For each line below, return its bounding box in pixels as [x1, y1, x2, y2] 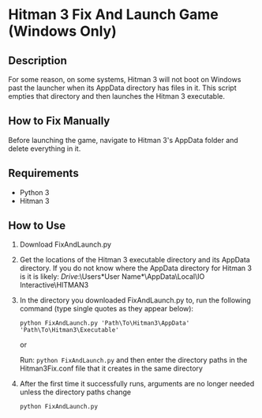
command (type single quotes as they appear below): [19, 304, 194, 314]
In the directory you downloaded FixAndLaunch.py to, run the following [19, 296, 251, 305]
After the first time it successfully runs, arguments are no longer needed [19, 379, 255, 389]
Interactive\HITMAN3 [19, 281, 89, 290]
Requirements [8, 167, 79, 180]
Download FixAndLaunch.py [19, 239, 112, 250]
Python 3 [19, 187, 50, 197]
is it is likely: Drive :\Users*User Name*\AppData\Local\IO [19, 272, 205, 281]
